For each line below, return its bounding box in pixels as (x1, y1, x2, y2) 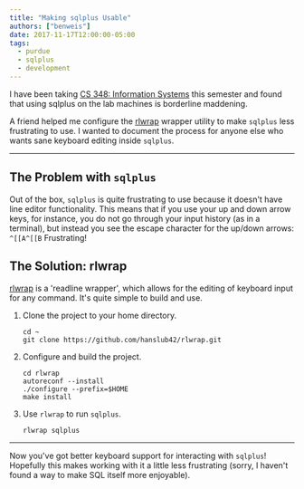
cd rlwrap (22, 369, 61, 378)
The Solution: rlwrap (9, 259, 128, 274)
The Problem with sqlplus (9, 169, 157, 186)
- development (17, 64, 71, 73)
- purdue (17, 47, 51, 56)
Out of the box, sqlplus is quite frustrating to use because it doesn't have (9, 194, 283, 205)
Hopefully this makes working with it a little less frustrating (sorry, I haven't (9, 459, 289, 471)
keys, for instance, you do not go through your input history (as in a (9, 213, 261, 224)
